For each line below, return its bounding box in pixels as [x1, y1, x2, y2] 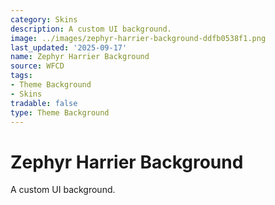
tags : [10, 71, 33, 81]
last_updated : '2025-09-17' [10, 42, 128, 53]
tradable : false [10, 98, 78, 108]
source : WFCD [10, 61, 65, 71]
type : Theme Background [10, 107, 110, 118]
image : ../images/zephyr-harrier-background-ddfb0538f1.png [10, 33, 267, 43]
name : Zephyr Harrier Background [10, 52, 150, 62]
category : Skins [10, 14, 78, 25]
